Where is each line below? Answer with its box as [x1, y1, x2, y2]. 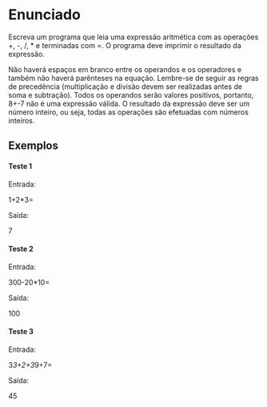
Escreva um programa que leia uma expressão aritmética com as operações [8, 32, 259, 42]
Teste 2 [8, 244, 34, 254]
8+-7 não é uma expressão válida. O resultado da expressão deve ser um [8, 99, 250, 108]
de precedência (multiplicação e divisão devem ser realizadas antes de [8, 82, 242, 91]
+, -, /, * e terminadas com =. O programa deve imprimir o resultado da [8, 40, 241, 50]
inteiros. [8, 115, 35, 125]
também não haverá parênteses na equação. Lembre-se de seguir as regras [8, 73, 259, 83]
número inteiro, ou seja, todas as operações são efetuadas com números [8, 107, 249, 117]
